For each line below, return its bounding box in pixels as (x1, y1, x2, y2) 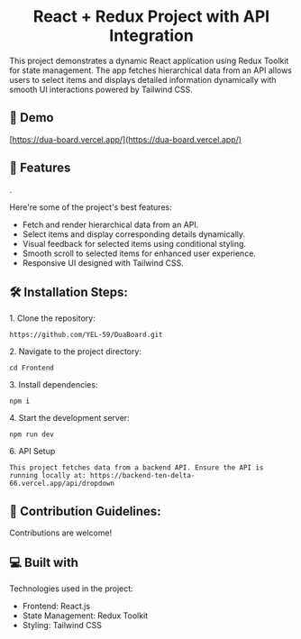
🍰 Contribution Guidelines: (9, 503, 161, 519)
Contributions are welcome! (9, 527, 113, 538)
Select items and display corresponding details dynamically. (22, 228, 246, 240)
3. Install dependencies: (9, 379, 98, 390)
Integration (109, 25, 194, 46)
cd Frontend (9, 363, 54, 373)
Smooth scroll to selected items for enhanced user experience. (22, 248, 257, 259)
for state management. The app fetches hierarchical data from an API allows (9, 65, 293, 76)
